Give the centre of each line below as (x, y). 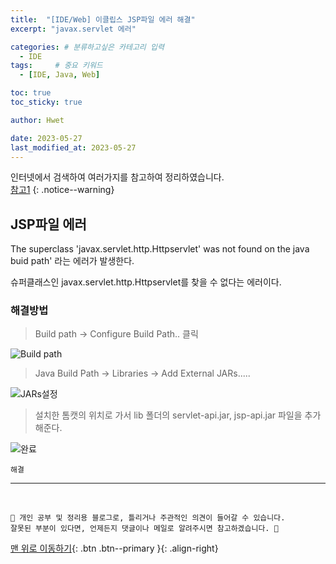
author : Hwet (37, 120)
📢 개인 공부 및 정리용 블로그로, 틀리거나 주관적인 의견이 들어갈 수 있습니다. (148, 518)
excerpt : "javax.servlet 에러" (73, 29)
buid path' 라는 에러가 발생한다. (72, 261)
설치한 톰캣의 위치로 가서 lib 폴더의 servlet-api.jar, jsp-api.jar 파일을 (168, 415)
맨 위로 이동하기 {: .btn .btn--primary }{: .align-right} (114, 548)
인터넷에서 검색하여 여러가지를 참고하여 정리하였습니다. (117, 177)
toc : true (31, 93)
